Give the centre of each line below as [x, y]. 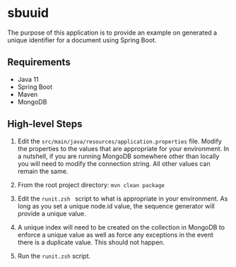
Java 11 [28, 79]
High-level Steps [45, 124]
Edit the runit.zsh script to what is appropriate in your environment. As [123, 198]
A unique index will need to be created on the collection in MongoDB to [121, 227]
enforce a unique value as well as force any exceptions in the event [116, 235]
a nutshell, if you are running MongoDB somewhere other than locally [118, 156]
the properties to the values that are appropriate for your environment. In [123, 148]
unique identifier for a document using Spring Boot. [82, 40]
